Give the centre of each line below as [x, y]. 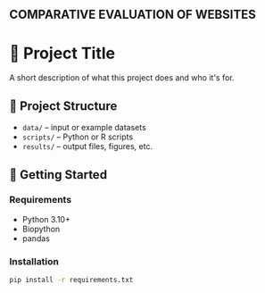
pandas [36, 238]
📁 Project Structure [63, 106]
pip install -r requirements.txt [71, 280]
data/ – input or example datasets [84, 128]
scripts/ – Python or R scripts [78, 137]
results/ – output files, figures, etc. [87, 146]
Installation [34, 261]
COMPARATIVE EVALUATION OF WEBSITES [133, 15]
